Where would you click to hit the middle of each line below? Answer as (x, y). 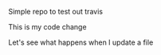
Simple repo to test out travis (56, 12)
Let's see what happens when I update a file (81, 42)
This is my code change (47, 27)
